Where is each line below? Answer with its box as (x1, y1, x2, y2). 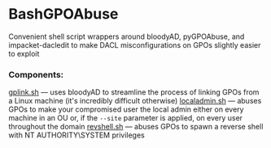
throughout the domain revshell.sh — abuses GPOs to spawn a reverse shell (8, 122, 264, 132)
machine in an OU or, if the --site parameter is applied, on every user (8, 113, 243, 123)
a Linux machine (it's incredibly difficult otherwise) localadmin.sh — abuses (8, 96, 262, 106)
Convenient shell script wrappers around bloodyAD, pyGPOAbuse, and (8, 32, 245, 41)
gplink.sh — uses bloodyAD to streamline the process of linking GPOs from (8, 87, 260, 97)
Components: (8, 69, 64, 80)
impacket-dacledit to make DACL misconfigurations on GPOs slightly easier (8, 40, 261, 49)
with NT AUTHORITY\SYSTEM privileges (8, 130, 145, 140)
